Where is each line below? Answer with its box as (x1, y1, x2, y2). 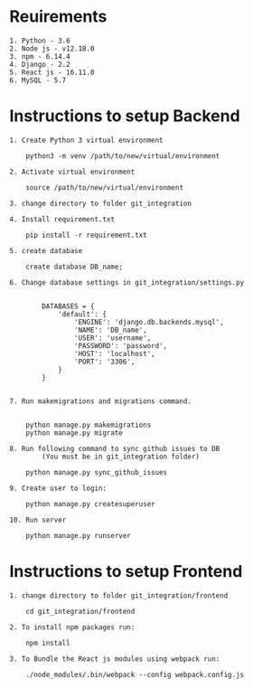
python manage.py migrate (25, 428, 124, 438)
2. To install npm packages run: (9, 622, 136, 632)
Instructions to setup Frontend (9, 561, 243, 582)
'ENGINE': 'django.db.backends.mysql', (73, 317, 224, 326)
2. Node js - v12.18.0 (9, 43, 95, 53)
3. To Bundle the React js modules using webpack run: (9, 654, 220, 664)
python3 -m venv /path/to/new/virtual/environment (25, 151, 220, 160)
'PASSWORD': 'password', (73, 341, 168, 350)
